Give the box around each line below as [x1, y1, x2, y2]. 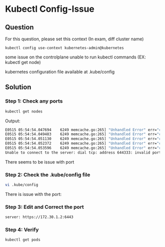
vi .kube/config [5, 183, 38, 188]
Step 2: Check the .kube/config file [5, 171, 90, 178]
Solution [5, 83, 31, 91]
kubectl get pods [5, 237, 41, 243]
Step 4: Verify [5, 226, 39, 233]
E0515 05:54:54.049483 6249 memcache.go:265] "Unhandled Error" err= [5, 132, 157, 137]
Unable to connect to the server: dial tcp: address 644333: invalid [5, 150, 151, 155]
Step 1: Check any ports [5, 98, 63, 105]
